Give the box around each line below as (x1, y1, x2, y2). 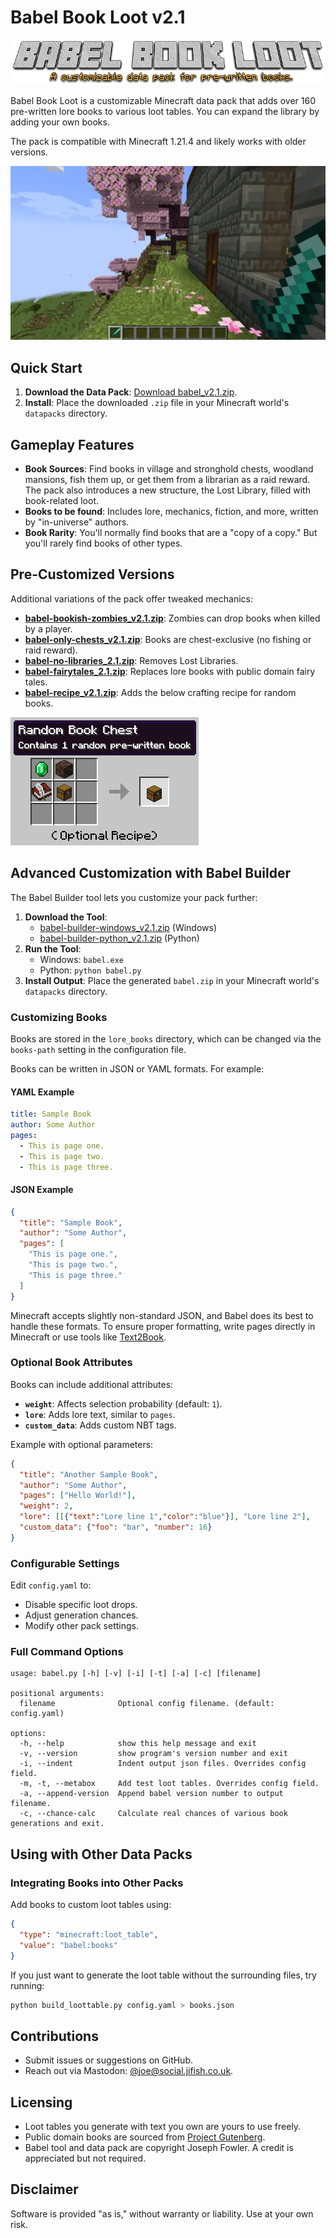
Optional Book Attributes (10, 1356, 133, 1370)
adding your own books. (10, 116, 110, 128)
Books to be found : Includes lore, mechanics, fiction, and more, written (24, 506, 319, 518)
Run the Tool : (24, 942, 82, 955)
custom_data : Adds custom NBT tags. (24, 1419, 177, 1431)
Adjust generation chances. (24, 1609, 139, 1621)
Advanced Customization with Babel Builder (10, 865, 291, 882)
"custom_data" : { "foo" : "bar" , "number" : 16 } (19, 1522, 213, 1533)
